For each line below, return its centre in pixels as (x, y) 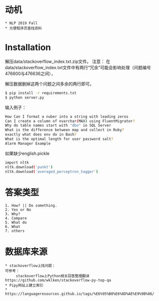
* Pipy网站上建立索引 (24, 286)
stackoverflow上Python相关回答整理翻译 (52, 276)
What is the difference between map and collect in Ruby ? (65, 130)
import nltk (17, 163)
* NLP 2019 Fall (21, 23)
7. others (15, 231)
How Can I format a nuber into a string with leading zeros (67, 117)
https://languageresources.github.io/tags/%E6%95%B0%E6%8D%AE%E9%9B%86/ (80, 294)
